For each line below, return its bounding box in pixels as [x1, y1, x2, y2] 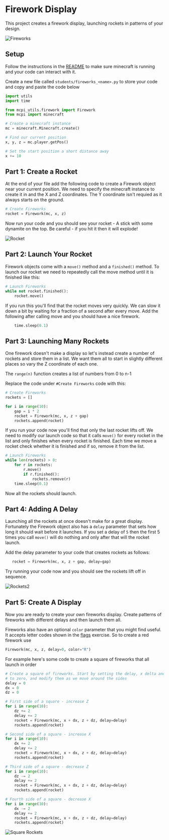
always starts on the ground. [5, 197, 64, 203]
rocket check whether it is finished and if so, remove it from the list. [5, 443, 145, 449]
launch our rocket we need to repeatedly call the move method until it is [5, 269, 154, 275]
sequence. [5, 574, 28, 580]
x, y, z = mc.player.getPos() [5, 140, 69, 145]
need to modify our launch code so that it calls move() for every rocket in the [5, 433, 163, 439]
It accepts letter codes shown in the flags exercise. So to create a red [5, 632, 149, 638]
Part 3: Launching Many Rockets [5, 337, 109, 345]
